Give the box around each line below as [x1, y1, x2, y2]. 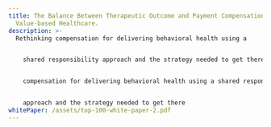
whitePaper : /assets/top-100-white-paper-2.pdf [8, 106, 172, 114]
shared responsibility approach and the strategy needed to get [23, 55, 244, 64]
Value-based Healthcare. [15, 19, 99, 27]
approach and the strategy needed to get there [23, 99, 186, 107]
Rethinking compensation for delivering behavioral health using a [15, 34, 248, 43]
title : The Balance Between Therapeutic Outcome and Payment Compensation [8, 11, 265, 20]
